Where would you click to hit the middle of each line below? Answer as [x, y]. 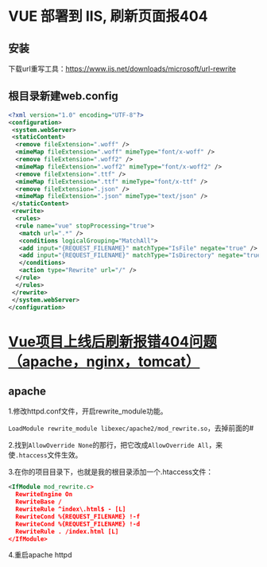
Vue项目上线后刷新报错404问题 [112, 342]
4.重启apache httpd [40, 555]
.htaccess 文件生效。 [49, 455]
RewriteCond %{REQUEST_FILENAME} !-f [78, 517]
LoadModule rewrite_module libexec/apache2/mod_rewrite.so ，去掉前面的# [131, 428]
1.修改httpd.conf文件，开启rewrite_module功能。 [88, 411]
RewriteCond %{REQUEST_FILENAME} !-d [78, 524]
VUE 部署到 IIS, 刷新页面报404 [108, 16]
